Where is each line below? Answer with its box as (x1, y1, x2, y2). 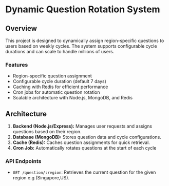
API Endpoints (5, 158, 42, 165)
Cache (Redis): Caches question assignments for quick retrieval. (12, 139, 150, 146)
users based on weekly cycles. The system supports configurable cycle (5, 43, 157, 49)
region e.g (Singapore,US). (12, 175, 70, 181)
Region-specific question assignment (12, 73, 92, 79)
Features (5, 61, 28, 68)
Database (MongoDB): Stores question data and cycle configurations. (12, 134, 162, 140)
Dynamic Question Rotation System (5, 4, 160, 15)
